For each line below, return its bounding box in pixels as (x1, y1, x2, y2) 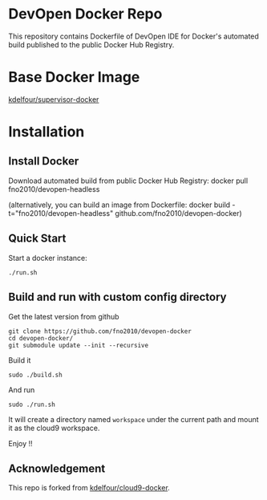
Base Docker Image (8, 68, 140, 87)
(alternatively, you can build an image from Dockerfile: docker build (8, 200, 231, 209)
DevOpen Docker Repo (8, 5, 163, 23)
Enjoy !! (8, 438, 34, 448)
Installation (8, 123, 85, 141)
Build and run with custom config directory (8, 291, 227, 304)
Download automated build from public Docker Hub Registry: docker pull (8, 176, 249, 185)
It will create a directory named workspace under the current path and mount (8, 414, 259, 424)
